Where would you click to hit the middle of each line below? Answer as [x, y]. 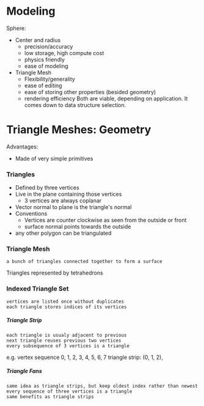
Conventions [31, 214]
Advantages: [22, 146]
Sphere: [16, 28]
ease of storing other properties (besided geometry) [90, 92]
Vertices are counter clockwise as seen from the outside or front [105, 220]
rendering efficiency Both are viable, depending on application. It [106, 98]
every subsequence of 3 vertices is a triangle [68, 346]
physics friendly [45, 59]
